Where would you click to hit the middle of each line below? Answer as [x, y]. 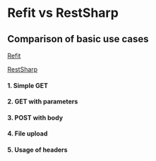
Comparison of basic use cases [78, 39]
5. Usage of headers [38, 150]
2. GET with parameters [43, 102]
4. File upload [28, 134]
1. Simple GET [28, 85]
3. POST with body [35, 117]
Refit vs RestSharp [63, 13]
